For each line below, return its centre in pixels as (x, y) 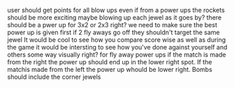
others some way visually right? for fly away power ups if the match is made (117, 54)
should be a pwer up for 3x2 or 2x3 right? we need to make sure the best (112, 25)
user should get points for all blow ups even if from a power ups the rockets (116, 10)
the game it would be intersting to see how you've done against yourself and (117, 47)
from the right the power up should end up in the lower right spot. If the (110, 62)
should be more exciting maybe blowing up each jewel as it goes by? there (115, 17)
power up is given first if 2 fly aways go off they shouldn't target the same (114, 32)
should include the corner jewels (54, 77)
